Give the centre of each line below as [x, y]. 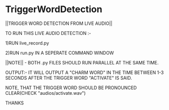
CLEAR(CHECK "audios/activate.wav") [46, 93]
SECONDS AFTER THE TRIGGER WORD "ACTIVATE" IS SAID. [69, 78]
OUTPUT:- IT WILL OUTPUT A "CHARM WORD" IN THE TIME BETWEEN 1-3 [84, 72]
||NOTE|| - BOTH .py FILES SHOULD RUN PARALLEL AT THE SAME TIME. [82, 62]
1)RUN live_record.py [27, 43]
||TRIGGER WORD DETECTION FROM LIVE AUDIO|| [59, 23]
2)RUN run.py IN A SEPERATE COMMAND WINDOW [60, 53]
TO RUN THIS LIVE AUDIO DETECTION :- [48, 33]
